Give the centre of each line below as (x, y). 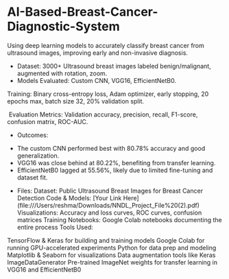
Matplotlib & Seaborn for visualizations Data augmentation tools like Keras (111, 255)
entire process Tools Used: (55, 227)
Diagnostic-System (63, 26)
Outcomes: (33, 135)
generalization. (38, 156)
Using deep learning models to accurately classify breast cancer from (106, 45)
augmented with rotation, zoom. (62, 73)
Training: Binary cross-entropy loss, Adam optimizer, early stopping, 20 (108, 94)
